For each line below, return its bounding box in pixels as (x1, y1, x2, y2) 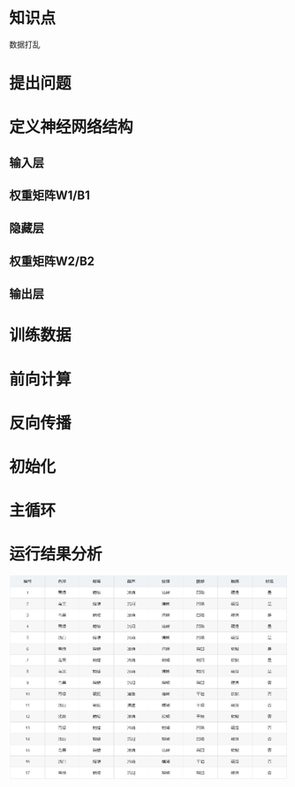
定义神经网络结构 (9, 117, 134, 137)
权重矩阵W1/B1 (9, 188, 90, 204)
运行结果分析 (9, 544, 103, 565)
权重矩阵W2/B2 (9, 253, 95, 268)
